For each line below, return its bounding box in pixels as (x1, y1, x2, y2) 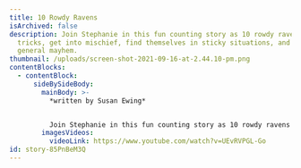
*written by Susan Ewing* (48, 96, 146, 105)
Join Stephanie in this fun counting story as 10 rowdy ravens (48, 120, 291, 130)
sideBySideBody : (32, 80, 94, 88)
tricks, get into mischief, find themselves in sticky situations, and (17, 38, 291, 47)
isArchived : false (9, 21, 78, 30)
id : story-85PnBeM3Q (9, 145, 87, 155)
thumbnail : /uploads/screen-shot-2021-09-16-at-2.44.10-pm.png (9, 55, 251, 63)
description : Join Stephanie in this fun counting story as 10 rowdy (9, 29, 275, 38)
